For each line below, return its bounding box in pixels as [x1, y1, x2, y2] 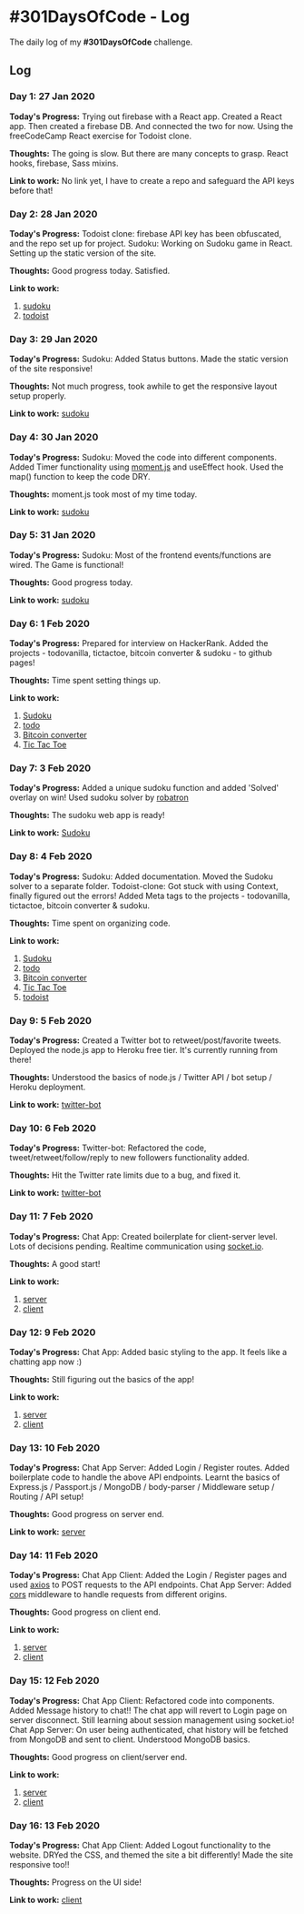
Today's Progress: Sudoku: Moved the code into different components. [9, 451, 278, 462]
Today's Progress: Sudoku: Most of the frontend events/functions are [9, 549, 272, 561]
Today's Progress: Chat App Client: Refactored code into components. [9, 1695, 275, 1706]
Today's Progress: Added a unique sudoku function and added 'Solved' [9, 783, 279, 794]
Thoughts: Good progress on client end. [9, 1606, 162, 1617]
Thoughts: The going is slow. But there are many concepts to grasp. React [9, 147, 289, 158]
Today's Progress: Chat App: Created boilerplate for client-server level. [9, 1230, 279, 1241]
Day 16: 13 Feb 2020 [9, 1818, 100, 1831]
